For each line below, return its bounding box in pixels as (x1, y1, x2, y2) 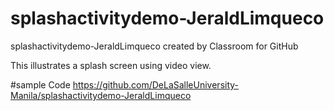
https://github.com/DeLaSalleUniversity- (72, 78, 240, 91)
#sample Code (10, 78, 71, 91)
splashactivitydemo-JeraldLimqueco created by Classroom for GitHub (10, 40, 299, 52)
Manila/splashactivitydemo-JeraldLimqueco (10, 89, 192, 101)
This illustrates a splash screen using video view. (10, 59, 212, 71)
